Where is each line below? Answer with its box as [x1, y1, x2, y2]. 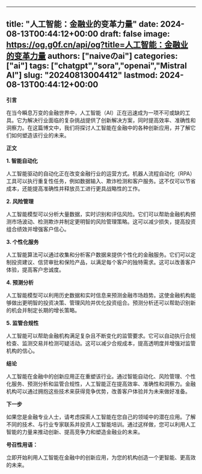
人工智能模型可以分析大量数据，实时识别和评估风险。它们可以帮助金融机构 [6, 210, 191, 217]
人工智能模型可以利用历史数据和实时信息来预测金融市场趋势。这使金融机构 [6, 291, 191, 299]
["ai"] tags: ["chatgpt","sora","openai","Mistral [6, 61, 188, 71]
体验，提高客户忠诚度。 [6, 266, 64, 273]
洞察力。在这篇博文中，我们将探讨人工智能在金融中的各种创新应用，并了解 [6, 124, 191, 131]
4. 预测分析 [6, 279, 34, 286]
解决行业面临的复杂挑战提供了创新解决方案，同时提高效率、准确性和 [26, 117, 196, 124]
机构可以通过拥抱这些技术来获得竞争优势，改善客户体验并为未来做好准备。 [6, 387, 191, 395]
